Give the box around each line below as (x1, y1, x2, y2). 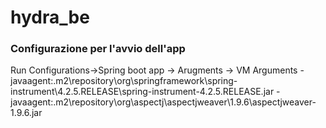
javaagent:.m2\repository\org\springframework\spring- (10, 75, 238, 87)
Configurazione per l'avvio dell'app (10, 42, 186, 56)
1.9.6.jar (10, 107, 43, 119)
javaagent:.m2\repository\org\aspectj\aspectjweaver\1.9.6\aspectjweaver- (10, 96, 317, 108)
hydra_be (10, 6, 90, 29)
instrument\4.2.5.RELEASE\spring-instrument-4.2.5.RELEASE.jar (10, 86, 275, 98)
